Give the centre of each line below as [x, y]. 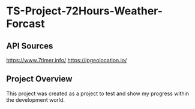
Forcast [25, 24]
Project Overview [39, 79]
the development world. [35, 99]
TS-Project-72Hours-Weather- [85, 11]
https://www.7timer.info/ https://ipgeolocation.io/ [67, 60]
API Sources [30, 46]
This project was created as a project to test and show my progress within [97, 93]
